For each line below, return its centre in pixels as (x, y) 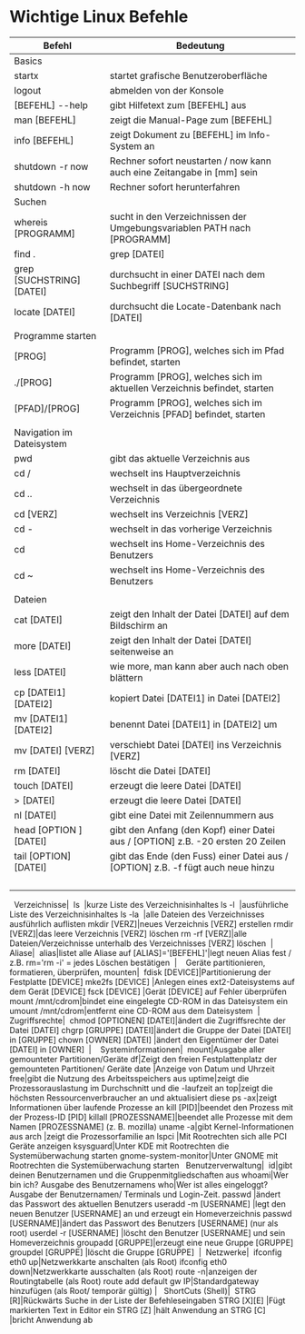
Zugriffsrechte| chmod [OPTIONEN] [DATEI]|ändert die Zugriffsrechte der (148, 1020)
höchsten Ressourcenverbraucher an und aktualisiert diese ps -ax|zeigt (143, 1098)
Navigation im (43, 432)
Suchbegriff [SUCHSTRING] (169, 285)
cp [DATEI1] (40, 692)
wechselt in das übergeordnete (176, 488)
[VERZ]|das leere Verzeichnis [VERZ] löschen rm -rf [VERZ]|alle (128, 933)
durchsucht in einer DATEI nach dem (187, 274)
